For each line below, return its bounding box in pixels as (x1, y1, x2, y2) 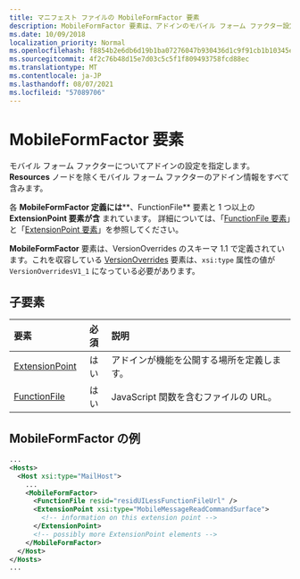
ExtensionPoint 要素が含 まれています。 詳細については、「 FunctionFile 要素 (9, 213, 287, 224)
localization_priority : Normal (9, 38, 126, 47)
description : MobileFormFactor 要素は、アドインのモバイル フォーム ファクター (9, 21, 283, 30)
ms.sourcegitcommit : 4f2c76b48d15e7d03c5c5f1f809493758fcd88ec (9, 55, 250, 64)
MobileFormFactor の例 (9, 430, 141, 446)
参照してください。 (112, 225, 184, 235)
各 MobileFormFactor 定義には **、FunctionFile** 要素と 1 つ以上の (9, 202, 255, 213)
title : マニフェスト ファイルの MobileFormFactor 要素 (9, 13, 200, 22)
